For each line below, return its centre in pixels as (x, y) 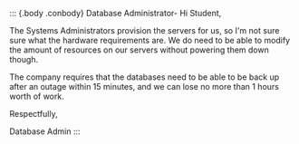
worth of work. (37, 96)
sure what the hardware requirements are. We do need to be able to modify (150, 40)
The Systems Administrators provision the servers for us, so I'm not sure (145, 30)
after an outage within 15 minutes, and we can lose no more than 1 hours (144, 86)
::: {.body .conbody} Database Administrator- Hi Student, (116, 13)
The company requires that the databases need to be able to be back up (145, 77)
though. (24, 59)
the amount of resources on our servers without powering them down (139, 50)
